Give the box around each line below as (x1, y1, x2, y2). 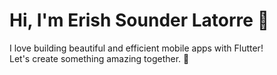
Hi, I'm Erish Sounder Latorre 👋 (9, 9, 270, 32)
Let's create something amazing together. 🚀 (9, 52, 190, 64)
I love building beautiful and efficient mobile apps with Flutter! (9, 42, 264, 54)
